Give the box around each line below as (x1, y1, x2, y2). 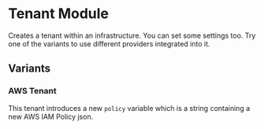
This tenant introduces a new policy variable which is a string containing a (8, 103, 251, 112)
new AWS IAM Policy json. (8, 112, 94, 121)
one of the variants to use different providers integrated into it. (8, 39, 210, 48)
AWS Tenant (8, 86, 57, 97)
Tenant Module (8, 5, 109, 23)
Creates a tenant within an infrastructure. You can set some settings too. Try (8, 31, 256, 40)
